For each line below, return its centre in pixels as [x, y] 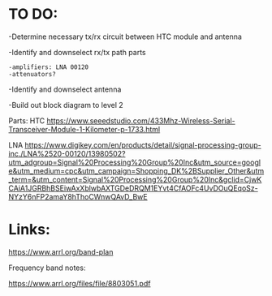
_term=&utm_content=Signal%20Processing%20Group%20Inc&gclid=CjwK [135, 179]
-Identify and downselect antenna [65, 89]
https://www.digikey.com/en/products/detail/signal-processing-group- [143, 145]
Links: [30, 230]
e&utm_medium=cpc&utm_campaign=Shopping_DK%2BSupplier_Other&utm [136, 170]
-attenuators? [32, 74]
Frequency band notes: [47, 268]
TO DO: [33, 14]
